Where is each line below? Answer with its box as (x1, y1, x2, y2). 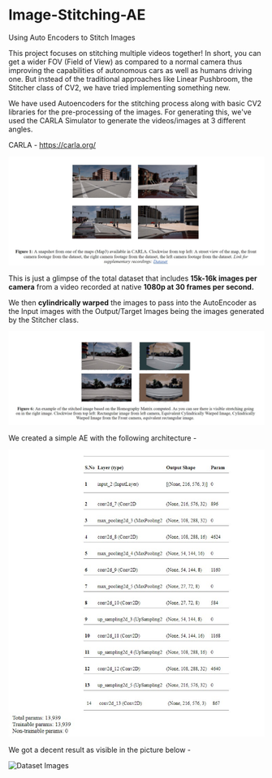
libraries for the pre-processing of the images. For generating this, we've (8, 107, 252, 117)
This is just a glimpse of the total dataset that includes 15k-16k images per (8, 273, 257, 283)
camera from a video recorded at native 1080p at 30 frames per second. (8, 282, 254, 291)
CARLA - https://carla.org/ (8, 140, 96, 149)
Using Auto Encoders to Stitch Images (8, 32, 136, 42)
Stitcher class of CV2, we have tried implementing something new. (8, 83, 231, 92)
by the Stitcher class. (8, 315, 80, 325)
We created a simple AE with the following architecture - (8, 432, 197, 443)
